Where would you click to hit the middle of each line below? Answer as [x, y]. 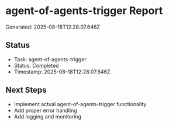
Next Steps [26, 90]
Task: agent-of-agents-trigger [50, 59]
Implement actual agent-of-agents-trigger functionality [80, 104]
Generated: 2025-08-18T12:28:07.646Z [53, 27]
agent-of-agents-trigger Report [84, 11]
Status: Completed [36, 65]
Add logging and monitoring [48, 116]
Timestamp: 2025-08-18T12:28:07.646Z [62, 72]
